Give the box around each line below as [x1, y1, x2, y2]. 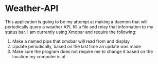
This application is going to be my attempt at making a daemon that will [5, 19, 148, 25]
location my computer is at [12, 53, 66, 59]
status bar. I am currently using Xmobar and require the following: [5, 29, 137, 35]
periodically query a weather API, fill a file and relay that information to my [5, 24, 154, 29]
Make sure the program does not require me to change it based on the [12, 49, 153, 54]
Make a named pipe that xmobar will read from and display [12, 38, 130, 44]
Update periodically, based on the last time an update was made [12, 43, 141, 49]
